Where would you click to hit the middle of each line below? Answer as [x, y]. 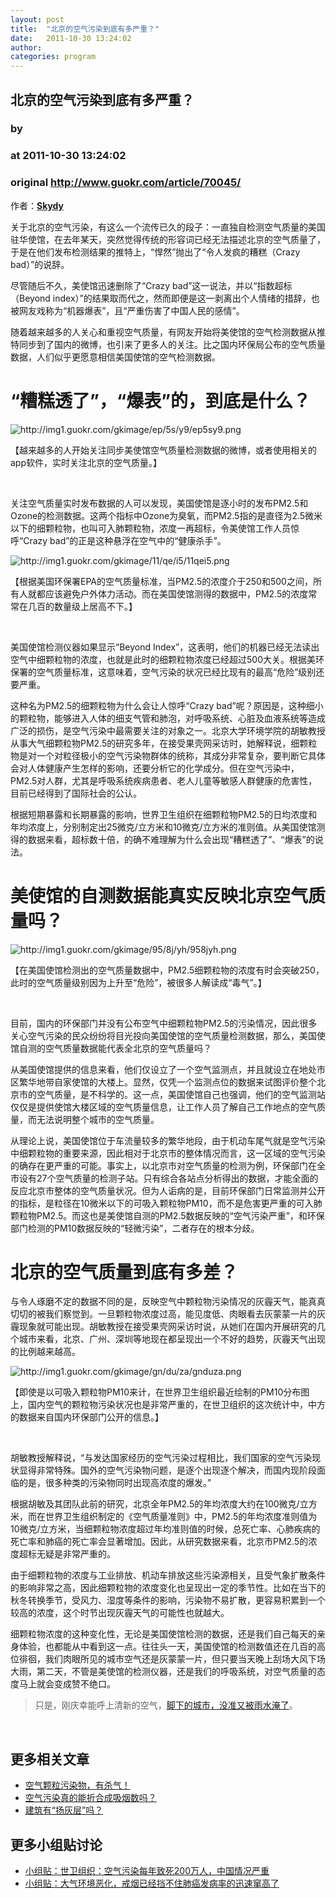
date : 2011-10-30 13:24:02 [71, 38]
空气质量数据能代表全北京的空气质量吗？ [128, 1048]
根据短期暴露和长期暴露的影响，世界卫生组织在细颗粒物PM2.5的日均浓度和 [164, 814]
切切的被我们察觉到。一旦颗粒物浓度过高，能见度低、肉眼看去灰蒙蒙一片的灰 [168, 1314]
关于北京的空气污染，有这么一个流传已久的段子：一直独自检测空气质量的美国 [168, 227]
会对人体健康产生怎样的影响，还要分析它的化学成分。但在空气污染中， [155, 768]
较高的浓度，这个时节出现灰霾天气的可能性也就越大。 [120, 1613]
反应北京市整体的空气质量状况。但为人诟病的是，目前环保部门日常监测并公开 [168, 1190]
